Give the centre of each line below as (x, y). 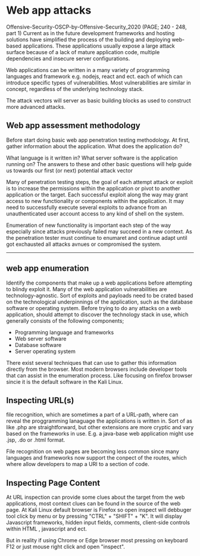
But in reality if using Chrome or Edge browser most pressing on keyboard (97, 541)
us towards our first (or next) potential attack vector (69, 170)
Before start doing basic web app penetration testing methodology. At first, (98, 140)
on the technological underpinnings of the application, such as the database (100, 302)
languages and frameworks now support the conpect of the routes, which (96, 458)
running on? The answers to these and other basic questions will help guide (99, 164)
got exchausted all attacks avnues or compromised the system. (84, 244)
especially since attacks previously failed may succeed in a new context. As (99, 231)
